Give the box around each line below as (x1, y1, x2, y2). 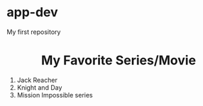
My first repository (6, 28, 61, 36)
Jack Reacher (16, 76, 57, 84)
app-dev (6, 4, 58, 20)
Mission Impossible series (16, 90, 93, 99)
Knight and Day (16, 83, 62, 92)
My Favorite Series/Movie (40, 52, 197, 69)
